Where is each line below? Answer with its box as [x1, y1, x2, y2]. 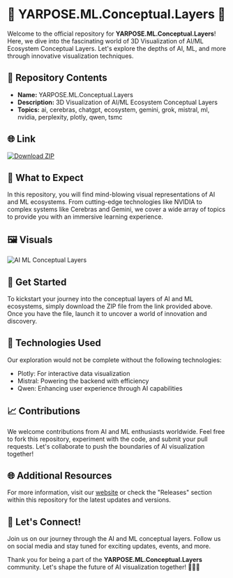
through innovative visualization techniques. [7, 52, 134, 60]
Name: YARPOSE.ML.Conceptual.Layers [17, 90, 134, 99]
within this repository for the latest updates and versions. [7, 496, 171, 504]
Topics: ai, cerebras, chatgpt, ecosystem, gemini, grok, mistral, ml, [17, 105, 210, 114]
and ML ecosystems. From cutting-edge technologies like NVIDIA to [7, 198, 202, 206]
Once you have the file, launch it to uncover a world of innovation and [7, 310, 207, 317]
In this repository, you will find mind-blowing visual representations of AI [7, 190, 216, 198]
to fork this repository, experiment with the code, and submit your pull [7, 435, 208, 443]
